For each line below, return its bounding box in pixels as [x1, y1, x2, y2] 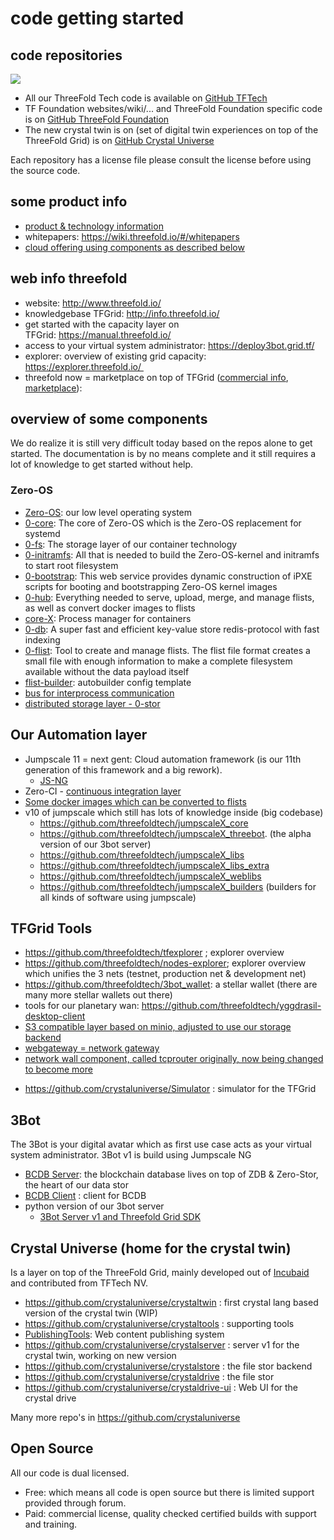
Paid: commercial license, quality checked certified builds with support [24, 1507, 317, 1519]
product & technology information [24, 220, 164, 232]
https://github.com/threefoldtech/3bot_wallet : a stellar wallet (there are [24, 978, 318, 991]
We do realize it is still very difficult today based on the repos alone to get [10, 437, 313, 449]
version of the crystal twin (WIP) [24, 1307, 158, 1319]
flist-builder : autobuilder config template [24, 676, 192, 688]
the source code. [10, 165, 81, 176]
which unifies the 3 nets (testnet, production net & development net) [24, 968, 307, 980]
